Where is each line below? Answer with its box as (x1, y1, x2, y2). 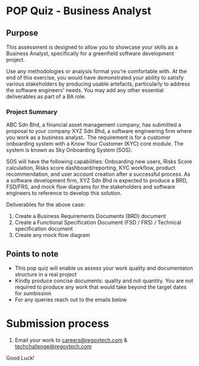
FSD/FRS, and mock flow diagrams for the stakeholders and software (6, 183, 175, 191)
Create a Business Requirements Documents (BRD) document (14, 213, 166, 220)
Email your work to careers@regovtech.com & (14, 337, 128, 344)
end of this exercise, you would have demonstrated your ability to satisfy (6, 74, 184, 81)
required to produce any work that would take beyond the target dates (14, 283, 187, 291)
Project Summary (6, 108, 58, 116)
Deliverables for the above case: (6, 201, 86, 209)
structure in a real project (14, 271, 77, 278)
